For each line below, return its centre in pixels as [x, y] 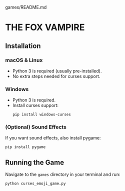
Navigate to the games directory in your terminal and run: [63, 174]
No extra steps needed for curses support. [56, 76]
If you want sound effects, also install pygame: [53, 138]
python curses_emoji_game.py [35, 184]
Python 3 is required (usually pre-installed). [57, 71]
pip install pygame [25, 147]
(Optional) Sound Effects [36, 127]
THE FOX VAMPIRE [45, 27]
